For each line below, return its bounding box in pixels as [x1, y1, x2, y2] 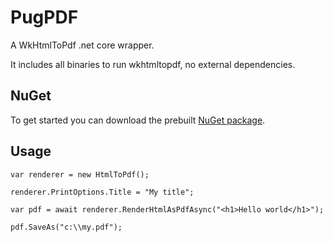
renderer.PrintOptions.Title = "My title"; [10, 187, 195, 197]
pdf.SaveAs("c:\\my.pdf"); [10, 222, 123, 232]
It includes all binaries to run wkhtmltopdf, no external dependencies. [10, 58, 296, 70]
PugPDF [10, 6, 79, 29]
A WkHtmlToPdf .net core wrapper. [10, 39, 155, 51]
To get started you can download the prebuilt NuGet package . [10, 114, 266, 126]
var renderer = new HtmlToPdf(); [10, 169, 150, 180]
